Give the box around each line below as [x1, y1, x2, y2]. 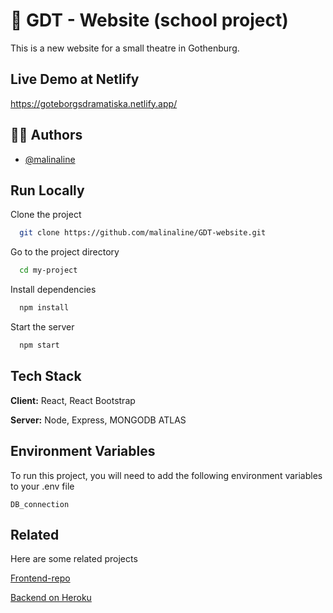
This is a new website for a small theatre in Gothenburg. [10, 42, 240, 54]
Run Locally [10, 182, 85, 199]
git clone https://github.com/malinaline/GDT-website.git [19, 228, 267, 238]
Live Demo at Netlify [10, 71, 140, 88]
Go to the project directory [10, 246, 120, 258]
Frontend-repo [10, 572, 71, 584]
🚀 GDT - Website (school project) [10, 9, 289, 32]
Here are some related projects [10, 553, 138, 565]
